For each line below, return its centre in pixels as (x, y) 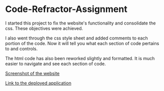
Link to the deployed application (38, 83)
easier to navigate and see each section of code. (56, 63)
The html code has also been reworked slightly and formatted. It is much (80, 58)
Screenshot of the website (32, 73)
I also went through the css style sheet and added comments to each (76, 38)
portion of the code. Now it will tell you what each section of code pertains (82, 43)
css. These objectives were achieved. (44, 28)
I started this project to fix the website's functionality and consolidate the (80, 23)
